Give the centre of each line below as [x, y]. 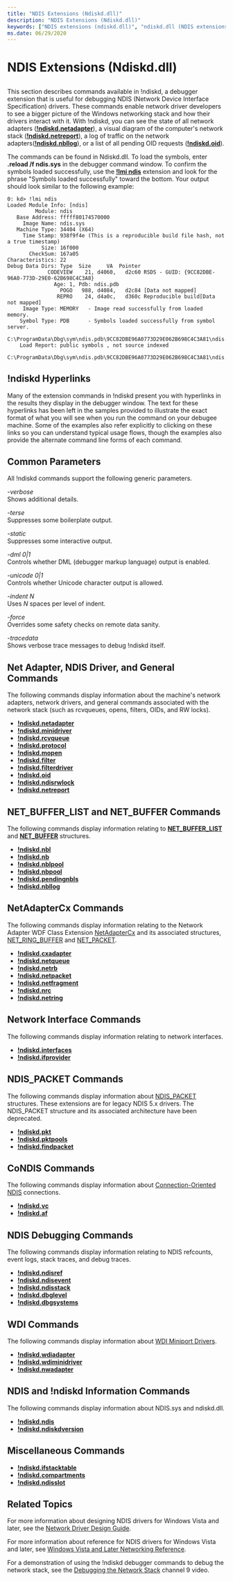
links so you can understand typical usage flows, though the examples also [114, 432]
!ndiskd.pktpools [42, 1139]
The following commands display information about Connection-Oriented [112, 1185]
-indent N [21, 597]
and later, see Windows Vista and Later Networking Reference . [97, 1549]
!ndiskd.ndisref [40, 1273]
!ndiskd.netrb [37, 968]
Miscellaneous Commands [66, 1451]
